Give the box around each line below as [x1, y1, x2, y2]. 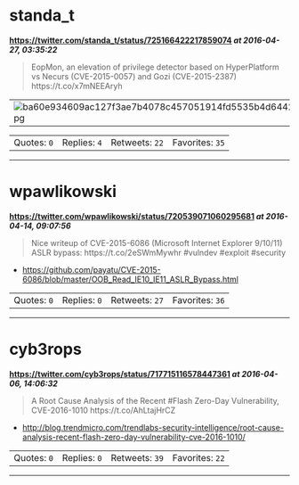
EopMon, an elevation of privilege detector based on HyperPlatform [30, 62, 280, 72]
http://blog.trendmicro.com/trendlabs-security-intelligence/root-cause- [21, 422, 285, 432]
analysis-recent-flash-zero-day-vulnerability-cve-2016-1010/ [21, 432, 246, 442]
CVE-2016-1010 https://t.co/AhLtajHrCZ [30, 405, 176, 415]
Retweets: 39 [110, 451, 165, 464]
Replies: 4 [61, 136, 102, 148]
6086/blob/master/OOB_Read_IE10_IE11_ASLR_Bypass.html [21, 274, 238, 284]
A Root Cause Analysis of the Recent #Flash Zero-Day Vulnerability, [30, 395, 280, 406]
